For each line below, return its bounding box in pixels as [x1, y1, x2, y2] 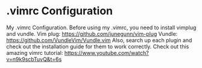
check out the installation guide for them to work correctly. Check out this [6, 43, 189, 50]
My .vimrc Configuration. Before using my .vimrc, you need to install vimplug [6, 24, 197, 31]
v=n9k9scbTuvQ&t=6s [6, 55, 62, 63]
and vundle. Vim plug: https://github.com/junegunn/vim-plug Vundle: [6, 30, 178, 37]
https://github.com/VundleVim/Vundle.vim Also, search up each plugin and [6, 36, 192, 44]
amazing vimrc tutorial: [6, 49, 63, 56]
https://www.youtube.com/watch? [64, 49, 149, 56]
